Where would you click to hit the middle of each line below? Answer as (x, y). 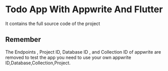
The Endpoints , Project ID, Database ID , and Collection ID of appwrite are (83, 52)
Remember (23, 40)
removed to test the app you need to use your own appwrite (68, 57)
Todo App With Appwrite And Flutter (84, 9)
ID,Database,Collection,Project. (38, 63)
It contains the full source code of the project (53, 23)
